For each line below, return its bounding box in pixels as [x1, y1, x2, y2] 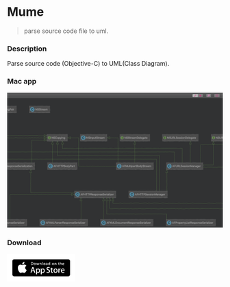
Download [7, 238, 42, 247]
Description [7, 44, 47, 53]
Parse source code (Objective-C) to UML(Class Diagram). [7, 60, 170, 68]
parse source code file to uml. [23, 27, 109, 35]
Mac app [7, 77, 37, 86]
